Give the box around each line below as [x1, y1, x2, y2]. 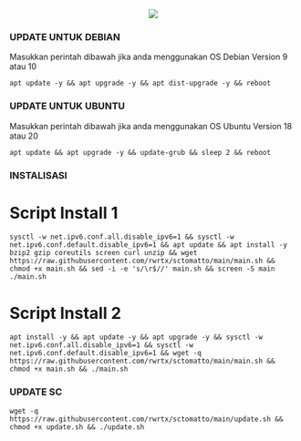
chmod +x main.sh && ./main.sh [9, 364, 129, 374]
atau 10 [9, 61, 37, 72]
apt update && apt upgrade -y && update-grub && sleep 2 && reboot [9, 148, 272, 157]
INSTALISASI [9, 169, 67, 181]
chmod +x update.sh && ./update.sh [9, 422, 145, 432]
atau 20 [9, 130, 38, 141]
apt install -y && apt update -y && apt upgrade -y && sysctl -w [9, 333, 263, 342]
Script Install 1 [9, 202, 119, 223]
